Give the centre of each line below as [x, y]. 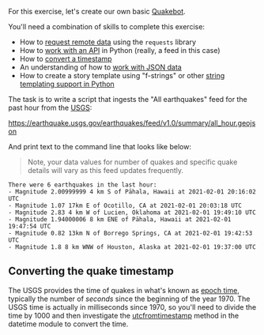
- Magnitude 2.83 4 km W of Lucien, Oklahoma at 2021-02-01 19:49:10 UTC [132, 213]
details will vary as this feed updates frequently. [106, 170]
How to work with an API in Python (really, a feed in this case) [120, 50]
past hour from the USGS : [50, 107]
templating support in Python [67, 84]
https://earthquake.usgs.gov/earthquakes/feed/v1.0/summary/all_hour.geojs [132, 123]
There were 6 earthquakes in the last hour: [83, 185]
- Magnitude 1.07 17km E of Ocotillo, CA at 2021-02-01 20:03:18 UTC [125, 205]
